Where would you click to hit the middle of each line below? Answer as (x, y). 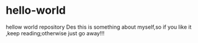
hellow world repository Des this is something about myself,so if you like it (99, 27)
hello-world (36, 10)
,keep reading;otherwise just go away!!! (55, 33)
